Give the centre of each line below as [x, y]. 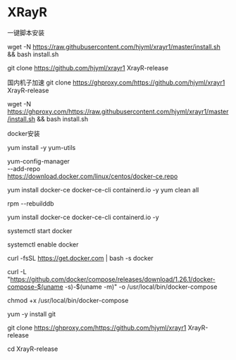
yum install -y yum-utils [42, 147]
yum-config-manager [39, 161]
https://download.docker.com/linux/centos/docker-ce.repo [93, 176]
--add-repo [24, 168]
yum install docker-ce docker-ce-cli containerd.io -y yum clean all [103, 190]
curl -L [17, 271]
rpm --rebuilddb [31, 203]
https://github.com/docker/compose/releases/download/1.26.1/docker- [113, 279]
